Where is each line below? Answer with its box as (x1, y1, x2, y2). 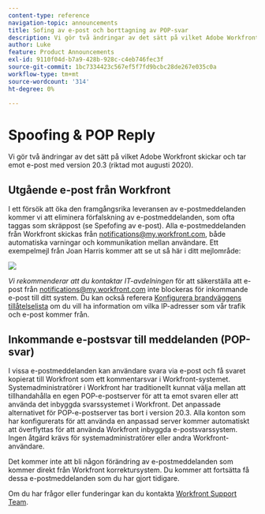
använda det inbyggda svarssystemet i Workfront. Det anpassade (8, 400, 221, 409)
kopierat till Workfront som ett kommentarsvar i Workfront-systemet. (8, 374, 231, 384)
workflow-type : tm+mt (8, 70, 80, 78)
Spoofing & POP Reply (8, 126, 156, 144)
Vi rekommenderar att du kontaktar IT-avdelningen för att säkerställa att (8, 276, 242, 286)
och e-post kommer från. (8, 310, 90, 320)
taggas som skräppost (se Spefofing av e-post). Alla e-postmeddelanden (8, 221, 246, 231)
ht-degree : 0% (8, 84, 55, 93)
